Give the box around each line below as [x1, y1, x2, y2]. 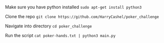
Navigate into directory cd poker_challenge [5, 23, 92, 29]
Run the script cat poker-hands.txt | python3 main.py [5, 33, 116, 38]
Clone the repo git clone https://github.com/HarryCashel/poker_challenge [5, 14, 159, 19]
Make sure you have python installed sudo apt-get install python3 [5, 4, 142, 10]
